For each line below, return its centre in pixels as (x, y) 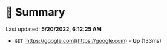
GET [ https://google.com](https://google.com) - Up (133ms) (88, 40)
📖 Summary (35, 12)
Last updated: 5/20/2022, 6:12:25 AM (54, 29)
